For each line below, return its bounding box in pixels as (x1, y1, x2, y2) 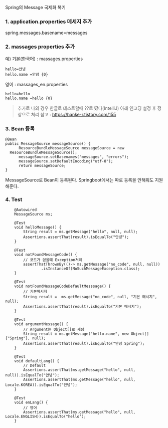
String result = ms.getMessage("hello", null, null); (23, 230, 138, 235)
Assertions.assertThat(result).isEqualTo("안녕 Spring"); (23, 341, 145, 346)
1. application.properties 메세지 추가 (5, 18, 92, 25)
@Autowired (14, 207, 37, 212)
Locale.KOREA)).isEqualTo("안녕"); (5, 382, 78, 387)
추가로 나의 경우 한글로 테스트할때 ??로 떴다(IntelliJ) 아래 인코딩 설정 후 (17, 105, 156, 111)
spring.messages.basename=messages (5, 30, 88, 36)
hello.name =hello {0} (5, 96, 53, 101)
